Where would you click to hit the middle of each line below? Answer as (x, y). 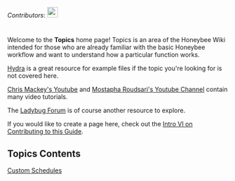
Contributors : (26, 15)
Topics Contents (44, 153)
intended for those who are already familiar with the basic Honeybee (106, 47)
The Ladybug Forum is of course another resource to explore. (96, 110)
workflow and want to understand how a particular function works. (103, 55)
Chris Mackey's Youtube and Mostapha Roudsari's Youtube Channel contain (117, 89)
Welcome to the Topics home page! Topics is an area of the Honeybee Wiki (116, 40)
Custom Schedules (35, 170)
